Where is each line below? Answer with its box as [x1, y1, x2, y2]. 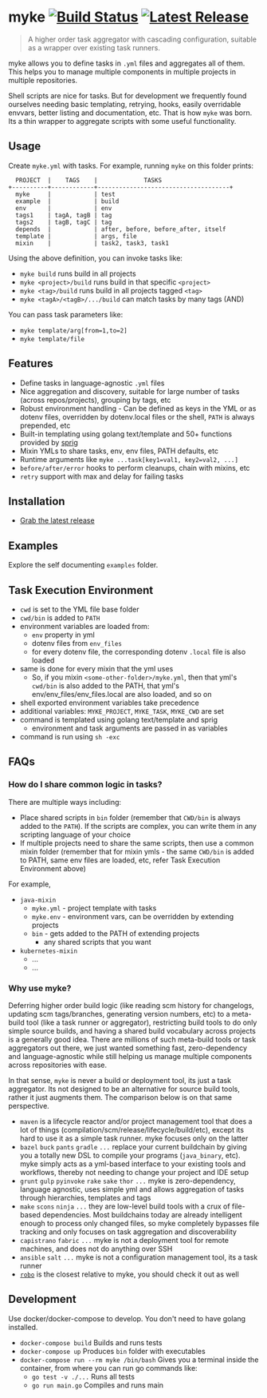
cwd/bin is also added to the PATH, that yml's [31, 681, 179, 691]
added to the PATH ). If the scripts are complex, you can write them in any [19, 821, 257, 830]
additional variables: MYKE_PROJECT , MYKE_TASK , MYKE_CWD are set [19, 707, 225, 715]
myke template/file [19, 335, 85, 343]
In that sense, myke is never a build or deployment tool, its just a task [8, 1075, 232, 1085]
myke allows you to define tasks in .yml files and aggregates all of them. [8, 58, 245, 68]
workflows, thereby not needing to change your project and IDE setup [19, 1167, 249, 1177]
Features [8, 356, 53, 371]
